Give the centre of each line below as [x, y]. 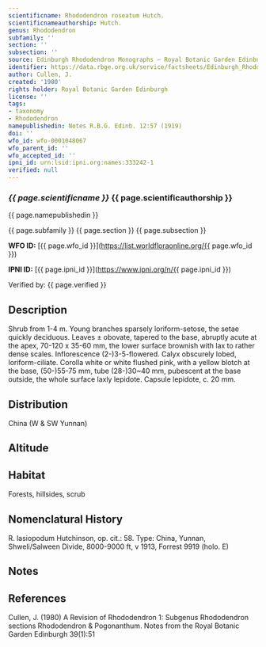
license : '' [28, 97]
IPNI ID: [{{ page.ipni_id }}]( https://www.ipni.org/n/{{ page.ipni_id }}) [120, 269]
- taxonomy [26, 112]
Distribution [38, 404]
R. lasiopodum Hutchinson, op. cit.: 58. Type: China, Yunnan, [107, 538]
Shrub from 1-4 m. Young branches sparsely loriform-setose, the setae [124, 329]
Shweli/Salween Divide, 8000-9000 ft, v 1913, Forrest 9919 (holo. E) [119, 546]
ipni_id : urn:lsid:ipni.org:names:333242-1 [81, 163]
